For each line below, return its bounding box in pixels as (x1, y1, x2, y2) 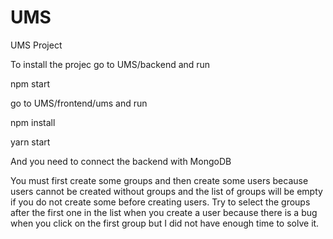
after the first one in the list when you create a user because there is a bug (10, 206, 318, 218)
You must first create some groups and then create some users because (10, 174, 309, 186)
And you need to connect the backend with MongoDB (10, 155, 232, 167)
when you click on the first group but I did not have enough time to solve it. (10, 217, 320, 229)
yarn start (10, 136, 51, 148)
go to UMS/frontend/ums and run (10, 97, 148, 109)
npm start (10, 77, 51, 90)
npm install (10, 116, 56, 128)
